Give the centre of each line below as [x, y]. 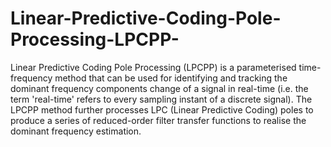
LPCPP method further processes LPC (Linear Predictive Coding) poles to [162, 109]
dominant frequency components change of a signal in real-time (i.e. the [159, 88]
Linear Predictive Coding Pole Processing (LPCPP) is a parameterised [153, 67]
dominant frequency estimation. [76, 131]
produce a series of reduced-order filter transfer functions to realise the [158, 120]
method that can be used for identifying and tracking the [171, 78]
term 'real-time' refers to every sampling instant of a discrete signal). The [161, 99]
